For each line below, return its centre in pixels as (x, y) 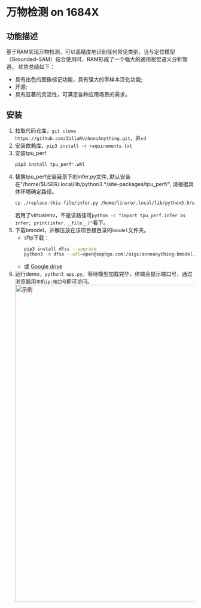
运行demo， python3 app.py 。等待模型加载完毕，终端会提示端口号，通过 (103, 274)
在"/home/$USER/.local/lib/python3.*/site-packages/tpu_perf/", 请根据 (102, 184)
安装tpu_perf (31, 153)
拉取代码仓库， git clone (45, 130)
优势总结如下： (36, 67)
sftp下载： (36, 238)
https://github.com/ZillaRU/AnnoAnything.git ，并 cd (80, 138)
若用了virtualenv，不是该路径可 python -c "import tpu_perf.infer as (100, 215)
